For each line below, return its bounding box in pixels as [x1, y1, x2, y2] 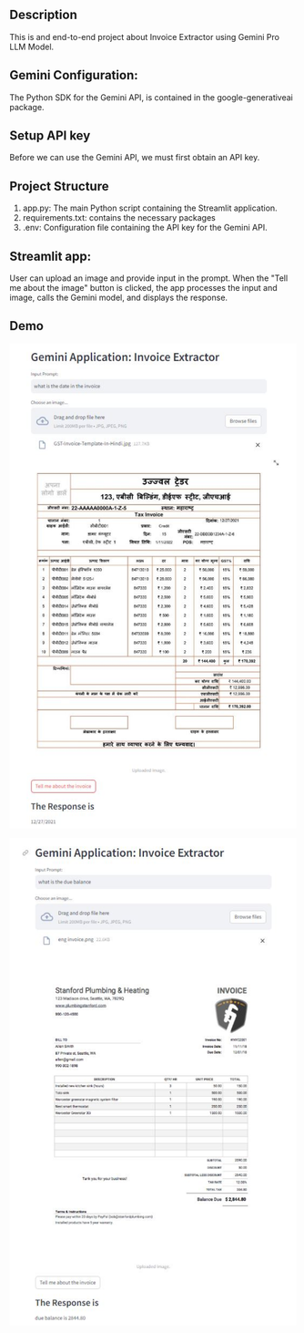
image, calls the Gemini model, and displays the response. [9, 292, 228, 304]
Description [9, 7, 77, 23]
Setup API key [9, 128, 91, 144]
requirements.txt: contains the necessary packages [22, 212, 216, 223]
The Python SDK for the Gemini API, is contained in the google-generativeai [9, 91, 294, 103]
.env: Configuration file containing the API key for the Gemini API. [22, 222, 268, 233]
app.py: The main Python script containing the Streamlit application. [22, 202, 278, 213]
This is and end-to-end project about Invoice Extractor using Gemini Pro [9, 31, 280, 42]
